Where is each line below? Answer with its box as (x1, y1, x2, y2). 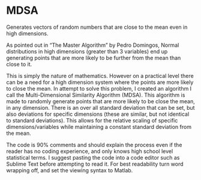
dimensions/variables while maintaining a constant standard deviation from (6, 123, 192, 130)
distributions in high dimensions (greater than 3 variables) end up (6, 47, 168, 55)
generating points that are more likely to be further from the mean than (6, 54, 181, 61)
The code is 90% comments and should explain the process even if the (6, 141, 182, 148)
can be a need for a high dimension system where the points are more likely (6, 79, 194, 86)
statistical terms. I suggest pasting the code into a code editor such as (6, 154, 180, 161)
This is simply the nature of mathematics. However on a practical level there (6, 72, 194, 79)
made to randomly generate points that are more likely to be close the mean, (6, 97, 195, 105)
